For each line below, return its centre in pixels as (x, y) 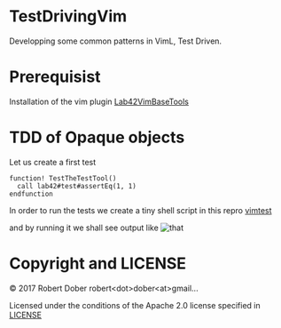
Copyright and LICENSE (98, 263)
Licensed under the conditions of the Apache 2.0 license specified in (135, 305)
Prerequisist (55, 77)
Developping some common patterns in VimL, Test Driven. (116, 41)
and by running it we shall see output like (84, 228)
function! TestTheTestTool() (63, 178)
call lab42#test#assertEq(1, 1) (77, 186)
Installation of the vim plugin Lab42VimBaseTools (99, 101)
